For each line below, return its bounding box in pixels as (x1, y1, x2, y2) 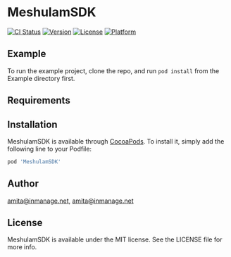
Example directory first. (7, 74, 75, 82)
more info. (7, 243, 37, 251)
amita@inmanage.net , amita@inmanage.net (7, 196, 134, 205)
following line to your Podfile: (7, 144, 92, 153)
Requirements (7, 94, 70, 106)
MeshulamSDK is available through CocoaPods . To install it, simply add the (7, 137, 225, 145)
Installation (7, 118, 58, 130)
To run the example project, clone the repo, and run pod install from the (7, 66, 220, 75)
